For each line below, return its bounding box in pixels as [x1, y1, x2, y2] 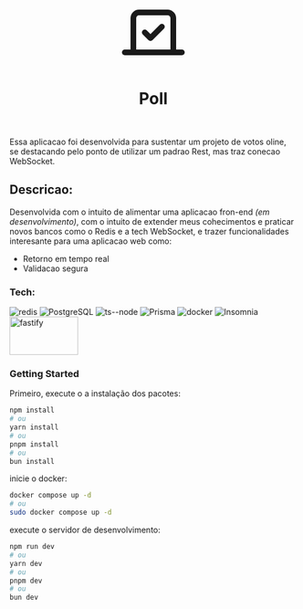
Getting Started [9, 367, 79, 380]
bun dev [9, 593, 39, 603]
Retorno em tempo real [22, 253, 110, 264]
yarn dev [9, 559, 43, 568]
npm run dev [9, 542, 55, 551]
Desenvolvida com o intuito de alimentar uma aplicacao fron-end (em [9, 206, 270, 217]
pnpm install [9, 439, 59, 449]
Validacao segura [22, 263, 89, 274]
